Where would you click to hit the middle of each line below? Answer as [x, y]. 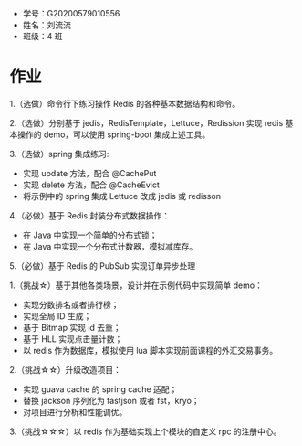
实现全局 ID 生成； [57, 316]
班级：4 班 [42, 36]
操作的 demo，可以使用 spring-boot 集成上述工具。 [114, 134]
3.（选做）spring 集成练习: [59, 154]
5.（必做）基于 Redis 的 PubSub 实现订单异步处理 [103, 265]
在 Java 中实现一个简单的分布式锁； [90, 235]
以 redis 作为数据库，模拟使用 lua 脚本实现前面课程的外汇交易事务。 [150, 350]
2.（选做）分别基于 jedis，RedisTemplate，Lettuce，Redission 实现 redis [146, 122]
